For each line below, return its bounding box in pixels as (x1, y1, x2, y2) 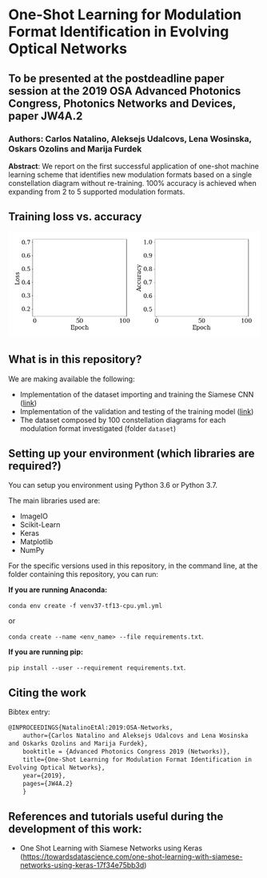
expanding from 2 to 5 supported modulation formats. (8, 187, 185, 196)
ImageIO (19, 511, 48, 522)
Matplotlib (19, 537, 54, 546)
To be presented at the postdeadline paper (8, 71, 225, 85)
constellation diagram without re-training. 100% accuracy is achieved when (8, 178, 257, 187)
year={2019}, (22, 771, 66, 780)
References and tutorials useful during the (8, 809, 224, 823)
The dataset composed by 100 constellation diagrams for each (19, 415, 226, 425)
